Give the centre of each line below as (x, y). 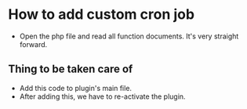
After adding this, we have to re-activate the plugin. (102, 96)
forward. (33, 44)
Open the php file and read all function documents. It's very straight (129, 36)
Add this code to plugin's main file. (75, 88)
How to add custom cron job (101, 15)
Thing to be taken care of (71, 69)
